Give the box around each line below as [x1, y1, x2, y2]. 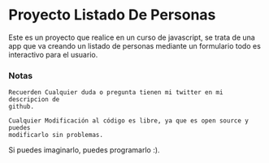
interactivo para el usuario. [8, 49, 98, 59]
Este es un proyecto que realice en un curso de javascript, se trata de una [8, 32, 256, 42]
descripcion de [8, 96, 60, 104]
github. [8, 103, 35, 111]
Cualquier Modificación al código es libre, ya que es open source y [8, 117, 249, 125]
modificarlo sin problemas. [8, 131, 104, 139]
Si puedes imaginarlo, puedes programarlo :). [8, 145, 160, 155]
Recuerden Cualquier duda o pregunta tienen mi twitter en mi [8, 88, 223, 97]
